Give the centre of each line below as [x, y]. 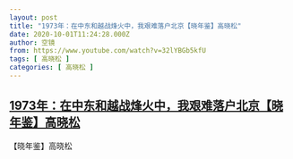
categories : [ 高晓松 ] [52, 68]
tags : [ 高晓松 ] [39, 59]
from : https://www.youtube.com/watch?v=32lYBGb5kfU [108, 51]
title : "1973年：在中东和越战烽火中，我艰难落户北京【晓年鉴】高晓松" [125, 26]
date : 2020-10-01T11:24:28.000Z [69, 34]
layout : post [34, 17]
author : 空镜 [32, 42]
